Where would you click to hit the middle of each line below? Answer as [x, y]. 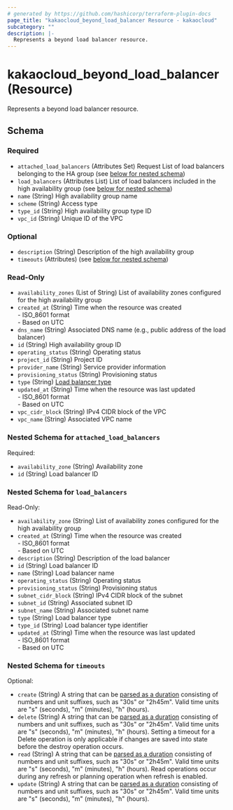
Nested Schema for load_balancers [67, 492]
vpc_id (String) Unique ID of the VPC [70, 218]
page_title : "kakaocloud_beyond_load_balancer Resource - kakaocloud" [112, 20]
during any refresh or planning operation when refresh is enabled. [112, 776]
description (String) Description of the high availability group [106, 252]
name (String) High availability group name [77, 196]
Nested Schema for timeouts [56, 666]
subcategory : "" [31, 27]
